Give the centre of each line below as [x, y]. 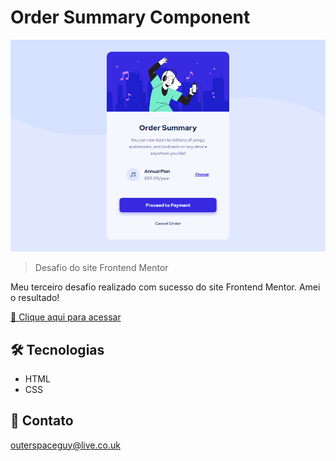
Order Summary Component [130, 17]
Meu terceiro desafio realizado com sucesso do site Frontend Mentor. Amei [165, 287]
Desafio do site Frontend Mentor [101, 268]
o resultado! [35, 298]
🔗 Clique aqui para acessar [66, 317]
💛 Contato [42, 421]
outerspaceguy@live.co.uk [65, 445]
